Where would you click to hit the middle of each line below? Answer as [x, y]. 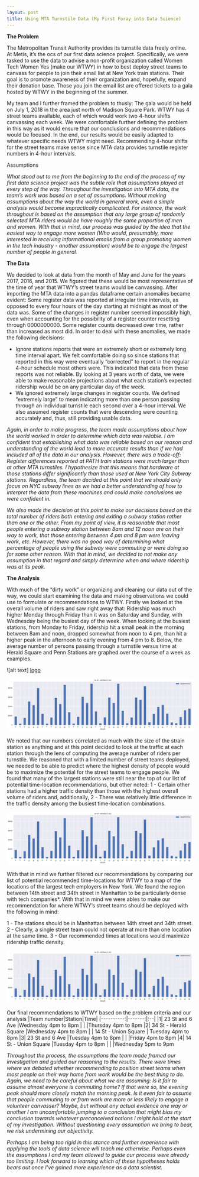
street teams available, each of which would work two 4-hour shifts [89, 116]
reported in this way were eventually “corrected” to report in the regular [102, 361]
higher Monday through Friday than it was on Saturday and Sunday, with [94, 614]
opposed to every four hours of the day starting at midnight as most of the [97, 306]
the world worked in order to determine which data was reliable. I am [91, 436]
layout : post [23, 12]
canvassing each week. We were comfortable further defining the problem [97, 122]
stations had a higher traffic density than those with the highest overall [93, 791]
